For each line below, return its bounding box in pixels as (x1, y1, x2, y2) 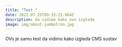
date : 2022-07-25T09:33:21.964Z (5, 12, 74, 17)
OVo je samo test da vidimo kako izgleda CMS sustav (5, 36, 117, 42)
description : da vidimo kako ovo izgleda (5, 17, 95, 22)
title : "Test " (5, 7, 38, 13)
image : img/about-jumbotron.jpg (5, 21, 74, 27)
